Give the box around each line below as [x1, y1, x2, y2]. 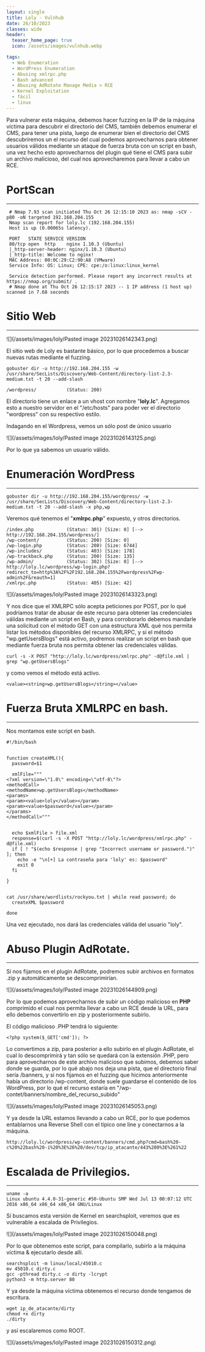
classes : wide [6, 26, 43, 32]
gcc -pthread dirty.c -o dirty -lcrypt [6, 1271, 108, 1277]
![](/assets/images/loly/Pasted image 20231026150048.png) [6, 1230, 157, 1238]
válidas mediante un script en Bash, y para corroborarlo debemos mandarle [6, 615, 196, 623]
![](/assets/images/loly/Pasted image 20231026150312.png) [6, 1339, 157, 1347]
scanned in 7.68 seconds [6, 289, 70, 295]
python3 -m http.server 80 [6, 1277, 75, 1283]
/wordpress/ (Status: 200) [6, 387, 103, 393]
